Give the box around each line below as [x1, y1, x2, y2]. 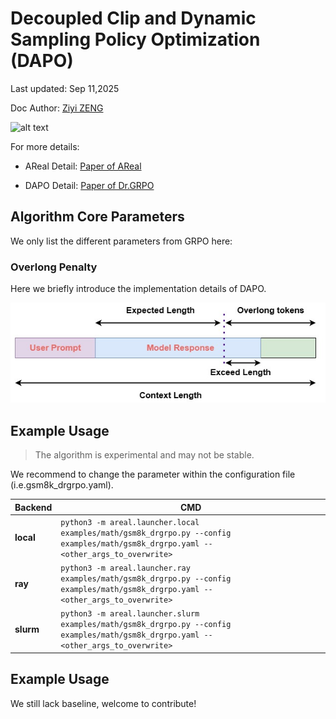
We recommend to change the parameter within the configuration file [10, 468, 296, 481]
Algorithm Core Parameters [10, 208, 185, 226]
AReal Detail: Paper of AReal [24, 160, 142, 172]
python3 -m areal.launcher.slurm [60, 609, 200, 619]
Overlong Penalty [10, 260, 98, 274]
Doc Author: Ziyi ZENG [10, 102, 104, 114]
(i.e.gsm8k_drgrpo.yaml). [10, 479, 114, 491]
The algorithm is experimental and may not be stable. [34, 449, 255, 461]
